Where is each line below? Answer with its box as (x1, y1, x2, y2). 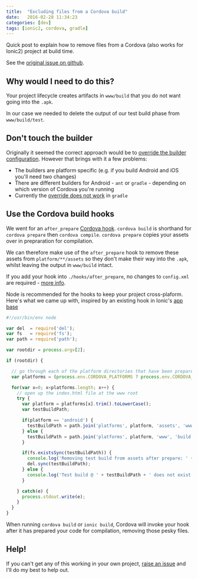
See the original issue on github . (6, 59, 84, 66)
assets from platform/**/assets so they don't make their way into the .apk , (6, 255, 189, 262)
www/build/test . (6, 116, 45, 123)
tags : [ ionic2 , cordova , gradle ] (6, 25, 88, 31)
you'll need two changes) (14, 173, 77, 180)
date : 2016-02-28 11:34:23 (6, 14, 78, 20)
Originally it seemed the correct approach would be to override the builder (6, 149, 187, 156)
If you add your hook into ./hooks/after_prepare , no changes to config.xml (6, 273, 190, 280)
